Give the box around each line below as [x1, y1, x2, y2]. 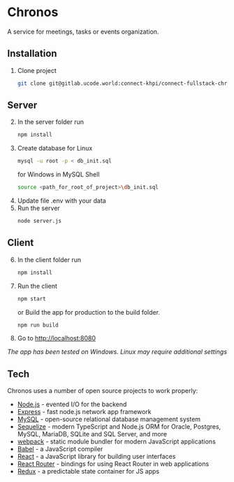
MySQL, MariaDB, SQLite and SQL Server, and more [17, 430, 168, 439]
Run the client [17, 282, 58, 290]
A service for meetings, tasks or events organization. [7, 27, 159, 36]
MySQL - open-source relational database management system [17, 415, 201, 424]
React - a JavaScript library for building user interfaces [17, 453, 176, 461]
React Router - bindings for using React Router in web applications [17, 460, 210, 468]
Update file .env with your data [17, 197, 106, 205]
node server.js [17, 218, 62, 225]
